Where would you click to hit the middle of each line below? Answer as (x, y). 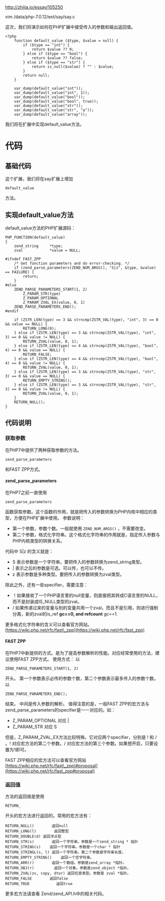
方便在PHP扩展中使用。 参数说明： (49, 518)
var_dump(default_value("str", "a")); (54, 110)
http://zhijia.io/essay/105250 (34, 7)
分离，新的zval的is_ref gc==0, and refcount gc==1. (65, 614)
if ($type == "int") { (46, 45)
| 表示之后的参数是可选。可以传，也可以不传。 (59, 568)
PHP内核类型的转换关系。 (39, 541)
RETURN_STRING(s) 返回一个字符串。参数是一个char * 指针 (63, 847)
